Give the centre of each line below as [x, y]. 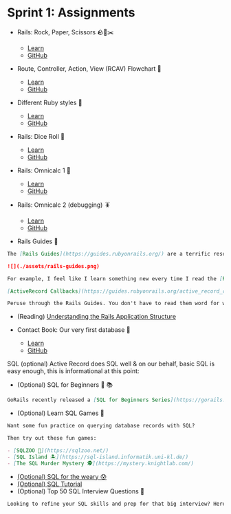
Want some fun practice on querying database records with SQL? [101, 426]
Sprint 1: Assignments [71, 13]
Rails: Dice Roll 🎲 [41, 136]
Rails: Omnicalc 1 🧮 [44, 170]
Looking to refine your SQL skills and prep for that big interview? [109, 504]
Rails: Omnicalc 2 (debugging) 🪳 [64, 205]
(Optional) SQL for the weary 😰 [62, 476]
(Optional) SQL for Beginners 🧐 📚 [65, 385]
